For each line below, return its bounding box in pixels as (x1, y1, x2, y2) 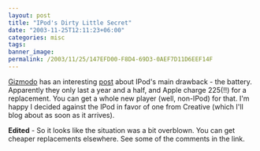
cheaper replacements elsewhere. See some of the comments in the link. (8, 134, 246, 143)
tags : (8, 41, 26, 49)
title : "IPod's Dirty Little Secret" (8, 19, 132, 27)
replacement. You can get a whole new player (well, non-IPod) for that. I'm (8, 94, 250, 103)
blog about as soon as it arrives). (8, 110, 115, 120)
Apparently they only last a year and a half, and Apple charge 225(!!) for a (8, 85, 247, 94)
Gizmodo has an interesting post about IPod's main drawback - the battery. (8, 76, 252, 87)
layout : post (8, 11, 51, 20)
